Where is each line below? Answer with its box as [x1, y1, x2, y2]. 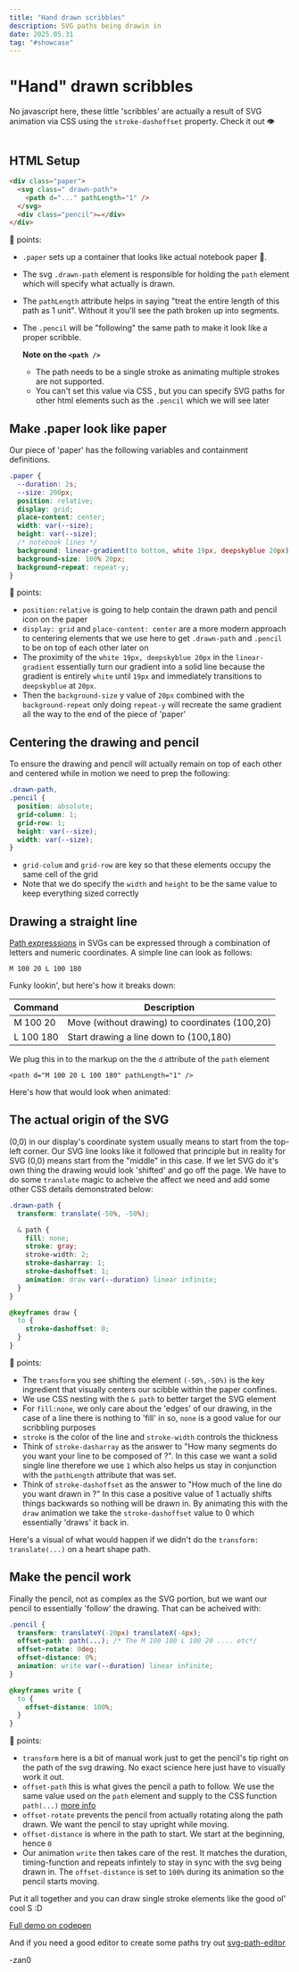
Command [13, 1001, 60, 1014]
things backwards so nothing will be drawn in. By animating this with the [21, 1498, 288, 1508]
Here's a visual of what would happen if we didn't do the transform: [9, 1533, 259, 1545]
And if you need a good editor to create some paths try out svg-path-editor [9, 1937, 286, 1948]
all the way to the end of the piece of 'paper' [21, 709, 187, 720]
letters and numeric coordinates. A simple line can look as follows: [9, 948, 253, 958]
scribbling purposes [21, 1422, 96, 1433]
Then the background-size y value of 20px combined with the [21, 689, 245, 701]
